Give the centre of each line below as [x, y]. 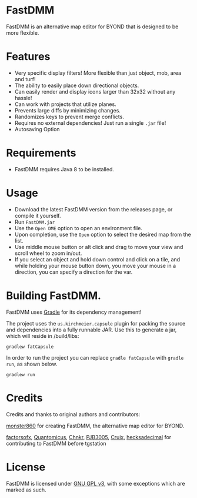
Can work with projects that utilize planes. [65, 104]
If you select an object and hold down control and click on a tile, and [97, 259]
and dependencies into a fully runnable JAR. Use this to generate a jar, [91, 330]
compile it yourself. [38, 215]
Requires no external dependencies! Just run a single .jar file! [90, 123]
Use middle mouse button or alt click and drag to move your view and [99, 247]
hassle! [23, 98]
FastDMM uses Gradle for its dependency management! [74, 312]
